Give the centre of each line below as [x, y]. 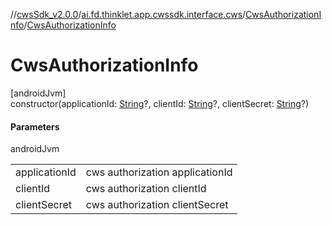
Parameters [35, 126]
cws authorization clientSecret [157, 205]
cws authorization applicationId [159, 172]
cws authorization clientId [146, 189]
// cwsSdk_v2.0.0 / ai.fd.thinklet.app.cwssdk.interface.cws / [128, 14]
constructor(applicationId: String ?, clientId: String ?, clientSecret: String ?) [160, 103]
